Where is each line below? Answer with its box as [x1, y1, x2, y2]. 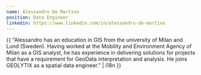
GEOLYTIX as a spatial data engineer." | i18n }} [6, 62, 122, 69]
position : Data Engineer [6, 14, 69, 20]
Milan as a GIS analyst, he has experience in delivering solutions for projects [6, 49, 196, 56]
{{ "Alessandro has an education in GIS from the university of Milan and [6, 37, 184, 44]
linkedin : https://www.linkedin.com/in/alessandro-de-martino [6, 20, 165, 26]
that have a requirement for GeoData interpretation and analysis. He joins [6, 55, 188, 63]
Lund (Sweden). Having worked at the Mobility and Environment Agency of [6, 43, 192, 50]
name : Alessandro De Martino [6, 8, 79, 15]
